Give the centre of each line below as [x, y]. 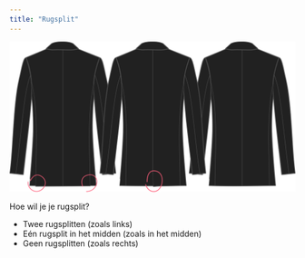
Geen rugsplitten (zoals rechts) [80, 243]
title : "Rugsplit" [44, 19]
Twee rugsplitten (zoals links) [78, 223]
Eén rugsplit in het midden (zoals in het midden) [112, 233]
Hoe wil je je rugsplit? [49, 206]
